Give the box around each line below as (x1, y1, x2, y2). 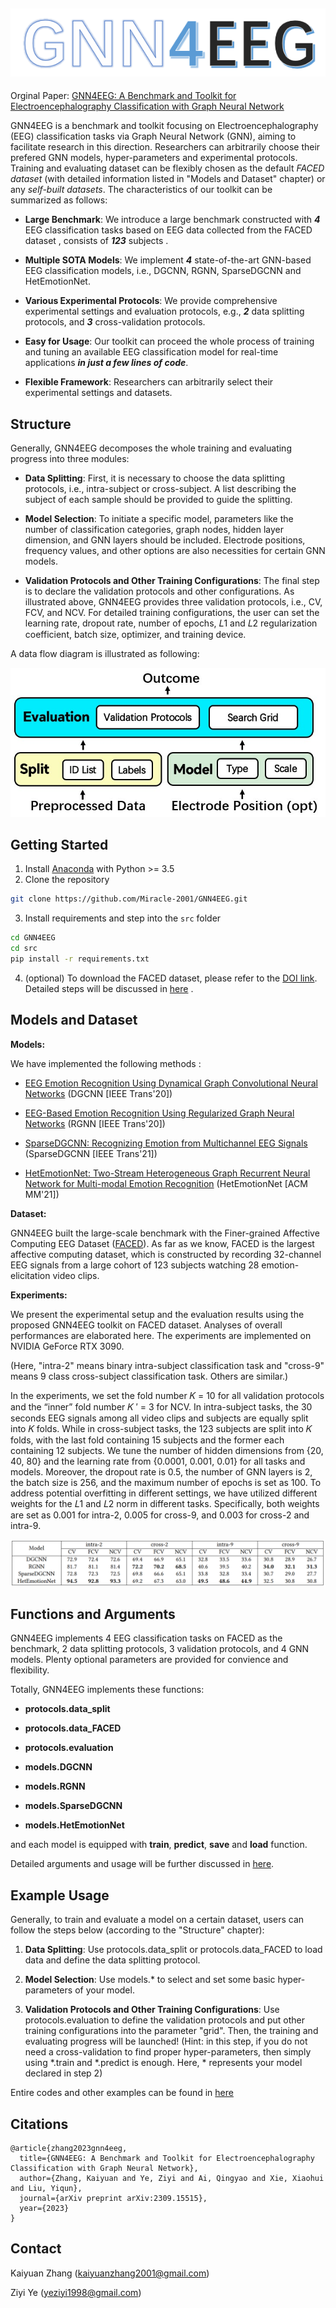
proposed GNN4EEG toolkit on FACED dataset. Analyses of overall (10, 1319, 283, 1331)
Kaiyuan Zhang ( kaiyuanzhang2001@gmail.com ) (10, 2267, 210, 2279)
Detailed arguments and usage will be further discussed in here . (10, 1858, 275, 1870)
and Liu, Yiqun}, (10, 2183, 83, 2193)
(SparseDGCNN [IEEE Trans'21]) (24, 1147, 158, 1159)
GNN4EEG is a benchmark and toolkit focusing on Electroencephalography (10, 120, 319, 132)
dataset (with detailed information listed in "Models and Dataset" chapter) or (10, 173, 326, 185)
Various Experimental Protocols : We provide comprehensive (24, 295, 278, 307)
